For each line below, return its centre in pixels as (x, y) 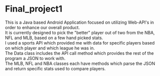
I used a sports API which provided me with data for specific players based (80, 43)
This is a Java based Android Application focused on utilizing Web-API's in (80, 22)
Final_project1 (34, 9)
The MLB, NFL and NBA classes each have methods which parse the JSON (80, 63)
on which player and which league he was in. (50, 48)
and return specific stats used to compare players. (55, 68)
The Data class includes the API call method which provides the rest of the (80, 53)
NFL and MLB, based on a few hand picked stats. (54, 38)
